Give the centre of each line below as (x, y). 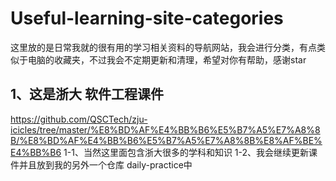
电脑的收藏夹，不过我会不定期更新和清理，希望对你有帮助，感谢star (167, 59)
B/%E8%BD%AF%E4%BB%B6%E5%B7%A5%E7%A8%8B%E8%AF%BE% (166, 140)
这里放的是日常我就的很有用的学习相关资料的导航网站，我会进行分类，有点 (163, 47)
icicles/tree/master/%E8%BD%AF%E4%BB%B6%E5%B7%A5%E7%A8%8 (165, 129)
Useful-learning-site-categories (147, 18)
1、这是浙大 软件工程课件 (87, 94)
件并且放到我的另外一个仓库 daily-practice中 (101, 164)
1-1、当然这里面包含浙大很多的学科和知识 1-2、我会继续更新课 (190, 152)
